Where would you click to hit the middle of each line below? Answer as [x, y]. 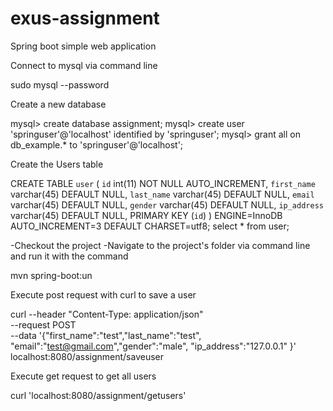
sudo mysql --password [60, 84]
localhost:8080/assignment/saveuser [87, 356]
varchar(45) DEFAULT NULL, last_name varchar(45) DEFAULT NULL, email [162, 194]
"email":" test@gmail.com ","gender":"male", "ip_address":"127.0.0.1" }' [153, 346]
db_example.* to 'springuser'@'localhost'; [97, 144]
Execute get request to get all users [83, 376]
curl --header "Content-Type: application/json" [107, 314]
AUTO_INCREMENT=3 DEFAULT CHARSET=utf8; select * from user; [150, 226]
